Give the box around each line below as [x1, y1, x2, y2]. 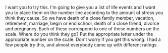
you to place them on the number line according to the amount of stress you [5, 10, 163, 16]
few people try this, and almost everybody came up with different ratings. [5, 42, 158, 47]
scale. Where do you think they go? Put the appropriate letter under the [5, 31, 153, 37]
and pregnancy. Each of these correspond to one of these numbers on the [5, 26, 160, 32]
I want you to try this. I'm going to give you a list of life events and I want [5, 5, 156, 10]
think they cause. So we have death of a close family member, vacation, [5, 15, 155, 21]
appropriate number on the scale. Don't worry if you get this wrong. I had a [5, 36, 161, 42]
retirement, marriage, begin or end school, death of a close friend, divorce [5, 20, 160, 26]
